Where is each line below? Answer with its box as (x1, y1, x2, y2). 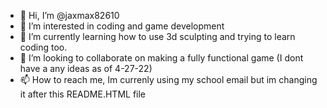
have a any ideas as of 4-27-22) (19, 63, 153, 74)
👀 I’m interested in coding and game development (19, 20, 225, 32)
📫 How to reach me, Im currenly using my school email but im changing (19, 74, 318, 85)
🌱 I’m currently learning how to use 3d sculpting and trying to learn (19, 31, 296, 42)
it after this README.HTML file (19, 88, 147, 100)
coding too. (19, 41, 68, 53)
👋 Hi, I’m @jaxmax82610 (19, 10, 120, 21)
